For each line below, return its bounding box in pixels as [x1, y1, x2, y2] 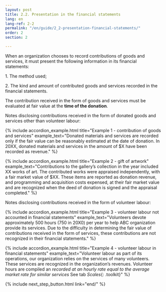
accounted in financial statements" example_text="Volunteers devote [5, 214, 146, 220]
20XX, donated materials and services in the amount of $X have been [5, 143, 147, 149]
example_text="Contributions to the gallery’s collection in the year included [5, 163, 159, 169]
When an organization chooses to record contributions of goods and [5, 53, 145, 59]
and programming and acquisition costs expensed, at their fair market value [5, 179, 160, 185]
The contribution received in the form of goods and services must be [5, 97, 146, 103]
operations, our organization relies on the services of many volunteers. [5, 255, 150, 261]
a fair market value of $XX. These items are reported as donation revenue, [5, 174, 157, 180]
